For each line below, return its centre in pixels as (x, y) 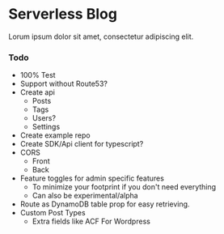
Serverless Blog (63, 14)
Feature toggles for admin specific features (92, 178)
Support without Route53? (63, 84)
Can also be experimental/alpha (85, 196)
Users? (44, 118)
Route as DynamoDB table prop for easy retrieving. (105, 204)
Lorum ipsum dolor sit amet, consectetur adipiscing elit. (101, 36)
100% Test (38, 75)
